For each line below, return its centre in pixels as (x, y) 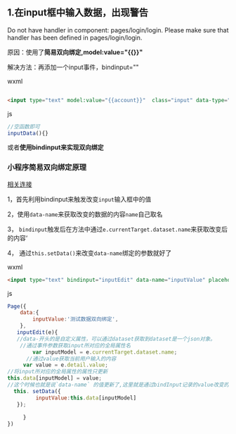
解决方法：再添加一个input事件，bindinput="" (73, 67)
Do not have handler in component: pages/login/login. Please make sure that (118, 30)
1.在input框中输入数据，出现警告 (78, 13)
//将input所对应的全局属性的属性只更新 (58, 372)
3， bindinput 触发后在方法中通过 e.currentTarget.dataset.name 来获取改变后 (118, 229)
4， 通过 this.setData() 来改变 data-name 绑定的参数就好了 (90, 253)
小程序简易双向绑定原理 (47, 168)
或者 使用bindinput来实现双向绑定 (55, 147)
